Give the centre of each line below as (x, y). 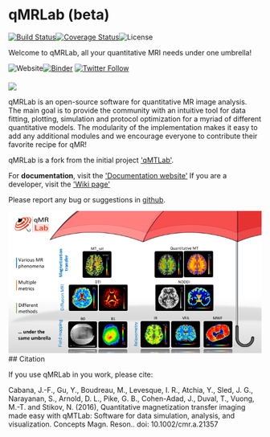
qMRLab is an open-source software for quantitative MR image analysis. (128, 101)
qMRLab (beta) (59, 15)
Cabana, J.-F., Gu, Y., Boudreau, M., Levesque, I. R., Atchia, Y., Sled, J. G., (131, 390)
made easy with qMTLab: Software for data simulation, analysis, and (122, 416)
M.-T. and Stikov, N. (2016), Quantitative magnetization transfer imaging (127, 407)
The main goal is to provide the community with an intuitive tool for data (127, 110)
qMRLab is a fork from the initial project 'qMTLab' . (91, 160)
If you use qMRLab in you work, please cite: (81, 374)
